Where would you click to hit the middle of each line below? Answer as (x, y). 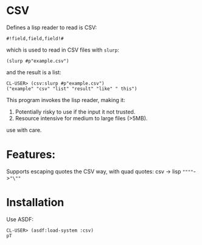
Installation (35, 203)
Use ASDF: (20, 219)
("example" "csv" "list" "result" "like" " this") (72, 89)
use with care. (24, 130)
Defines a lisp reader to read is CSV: (52, 27)
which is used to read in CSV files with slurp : (63, 50)
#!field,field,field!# (35, 38)
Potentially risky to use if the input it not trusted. (75, 112)
